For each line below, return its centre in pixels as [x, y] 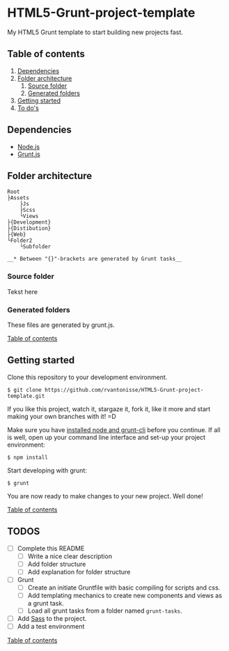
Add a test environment [51, 627]
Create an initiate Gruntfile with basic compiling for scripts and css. [124, 588]
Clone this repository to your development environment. [87, 377]
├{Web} [17, 235]
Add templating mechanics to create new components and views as [125, 595]
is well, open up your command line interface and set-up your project [106, 437]
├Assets [18, 198]
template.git [26, 396]
